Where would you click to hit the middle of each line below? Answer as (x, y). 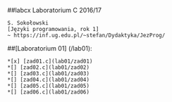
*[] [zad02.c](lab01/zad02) (49, 68)
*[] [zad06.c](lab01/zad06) (49, 92)
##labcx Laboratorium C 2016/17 (55, 10)
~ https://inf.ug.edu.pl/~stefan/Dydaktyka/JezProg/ (86, 35)
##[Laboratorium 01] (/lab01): (50, 48)
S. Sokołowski (28, 23)
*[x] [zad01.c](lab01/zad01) (50, 61)
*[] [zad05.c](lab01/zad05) (49, 86)
